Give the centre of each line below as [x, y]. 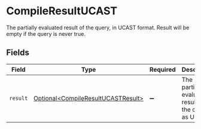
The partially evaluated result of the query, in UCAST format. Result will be [98, 27]
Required [163, 69]
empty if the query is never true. [46, 33]
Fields [18, 53]
